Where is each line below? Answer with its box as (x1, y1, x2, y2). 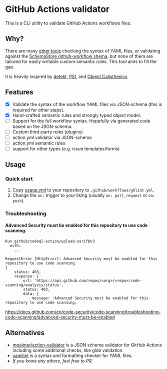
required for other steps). (12, 106, 65, 113)
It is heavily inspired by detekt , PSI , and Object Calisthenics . (5, 73, 129, 79)
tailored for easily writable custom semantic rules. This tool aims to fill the (5, 58, 157, 64)
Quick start (5, 175, 33, 182)
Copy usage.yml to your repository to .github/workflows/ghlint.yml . (12, 186, 154, 193)
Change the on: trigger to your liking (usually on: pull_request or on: (12, 192, 155, 198)
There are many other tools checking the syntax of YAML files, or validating (5, 47, 161, 53)
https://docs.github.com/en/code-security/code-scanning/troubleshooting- (5, 308, 161, 314)
